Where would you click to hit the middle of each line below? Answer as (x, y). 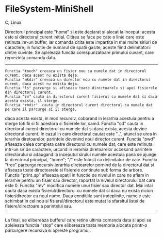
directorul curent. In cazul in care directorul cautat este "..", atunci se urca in (81, 134)
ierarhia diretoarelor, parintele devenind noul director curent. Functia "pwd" (80, 139)
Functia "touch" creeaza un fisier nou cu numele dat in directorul (76, 71)
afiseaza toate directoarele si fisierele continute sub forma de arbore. (74, 170)
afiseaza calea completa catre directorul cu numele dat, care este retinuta (79, 144)
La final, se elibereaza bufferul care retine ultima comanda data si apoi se (78, 220)
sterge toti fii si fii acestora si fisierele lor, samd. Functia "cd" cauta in (74, 123)
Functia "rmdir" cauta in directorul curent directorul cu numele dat (79, 105)
